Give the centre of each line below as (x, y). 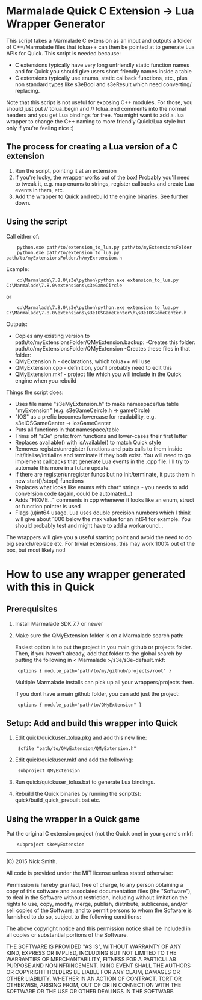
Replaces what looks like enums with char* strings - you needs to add (101, 487)
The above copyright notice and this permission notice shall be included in (98, 928)
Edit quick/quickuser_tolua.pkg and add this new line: (81, 738)
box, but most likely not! (36, 550)
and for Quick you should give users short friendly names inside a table (103, 71)
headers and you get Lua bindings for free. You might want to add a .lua (95, 115)
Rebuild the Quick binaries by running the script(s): (78, 794)
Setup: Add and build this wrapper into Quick (92, 723)
